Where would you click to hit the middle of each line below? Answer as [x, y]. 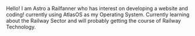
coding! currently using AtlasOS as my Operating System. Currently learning [98, 15]
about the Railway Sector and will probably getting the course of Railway [94, 21]
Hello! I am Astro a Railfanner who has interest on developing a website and [97, 8]
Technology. [21, 27]
